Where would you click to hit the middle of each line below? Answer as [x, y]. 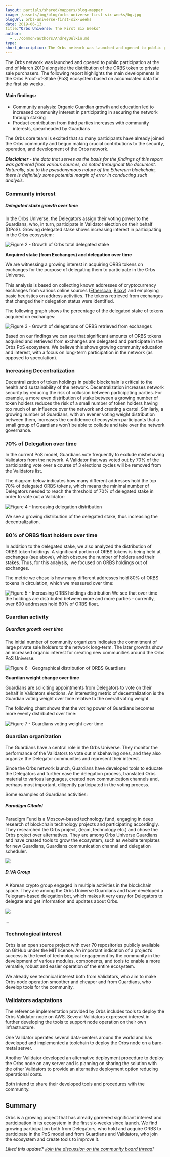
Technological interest [33, 934]
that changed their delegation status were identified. [60, 301]
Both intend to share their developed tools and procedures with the [75, 1084]
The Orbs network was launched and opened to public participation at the [82, 62]
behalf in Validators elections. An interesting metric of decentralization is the [85, 693]
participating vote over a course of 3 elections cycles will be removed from [83, 465]
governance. [18, 430]
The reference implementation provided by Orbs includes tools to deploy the [85, 1011]
